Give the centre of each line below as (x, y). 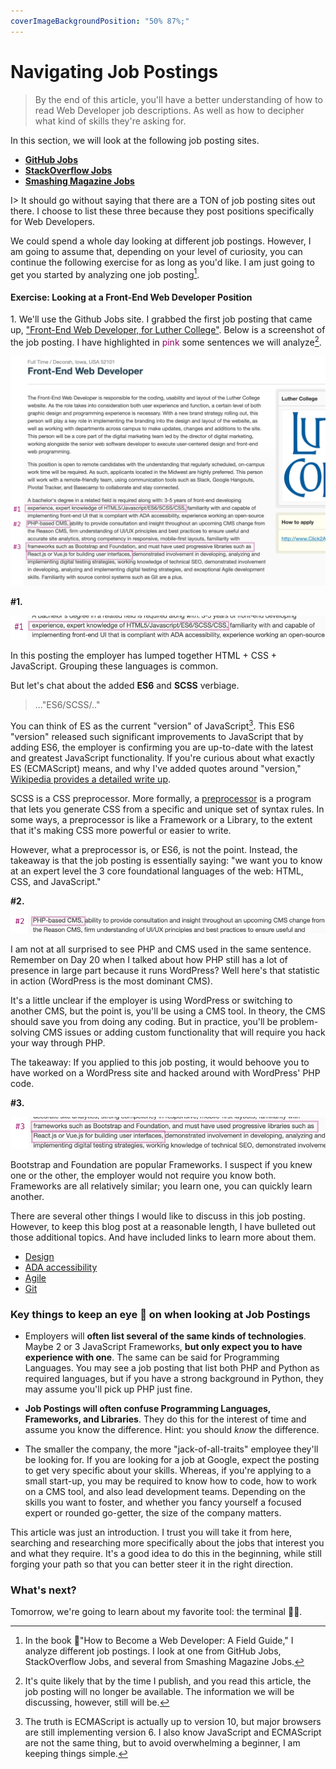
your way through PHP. (58, 1042)
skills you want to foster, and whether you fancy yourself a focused (163, 1502)
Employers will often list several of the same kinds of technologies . (165, 1336)
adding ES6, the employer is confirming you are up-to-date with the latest (162, 747)
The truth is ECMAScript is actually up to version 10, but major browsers (173, 1722)
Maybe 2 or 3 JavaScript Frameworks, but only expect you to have (163, 1347)
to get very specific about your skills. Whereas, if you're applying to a (168, 1471)
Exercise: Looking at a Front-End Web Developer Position (131, 297)
